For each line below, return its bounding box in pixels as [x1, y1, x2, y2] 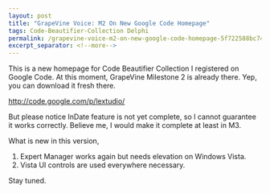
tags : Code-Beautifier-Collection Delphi [8, 27, 149, 35]
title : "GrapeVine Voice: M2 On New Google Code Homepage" [8, 19, 211, 27]
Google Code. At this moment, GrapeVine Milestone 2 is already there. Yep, [8, 72, 257, 82]
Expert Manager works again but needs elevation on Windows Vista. [19, 152, 247, 162]
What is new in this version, [8, 136, 100, 146]
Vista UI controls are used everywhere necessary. [19, 160, 186, 170]
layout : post [8, 11, 52, 20]
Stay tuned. [8, 176, 47, 186]
